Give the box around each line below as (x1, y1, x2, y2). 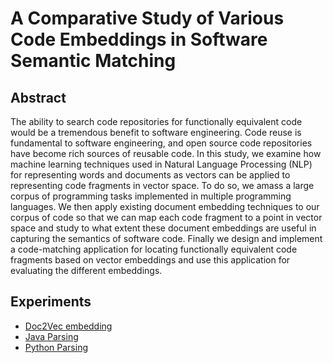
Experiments (10, 293, 92, 311)
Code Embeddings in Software (10, 28, 268, 51)
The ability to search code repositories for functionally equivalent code (10, 116, 303, 127)
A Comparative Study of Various (10, 7, 285, 30)
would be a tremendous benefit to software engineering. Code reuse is (10, 127, 302, 138)
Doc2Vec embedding (24, 320, 113, 332)
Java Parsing (24, 330, 79, 342)
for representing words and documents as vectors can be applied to (10, 169, 291, 181)
